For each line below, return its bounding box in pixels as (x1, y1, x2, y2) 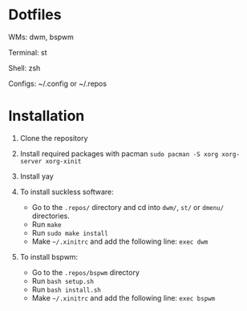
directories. (31, 211, 70, 220)
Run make (31, 219, 62, 229)
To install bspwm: (19, 252, 79, 261)
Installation (8, 107, 85, 125)
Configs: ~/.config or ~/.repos (8, 79, 107, 88)
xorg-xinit (45, 157, 82, 165)
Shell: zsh (8, 63, 41, 73)
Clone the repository (19, 133, 88, 143)
